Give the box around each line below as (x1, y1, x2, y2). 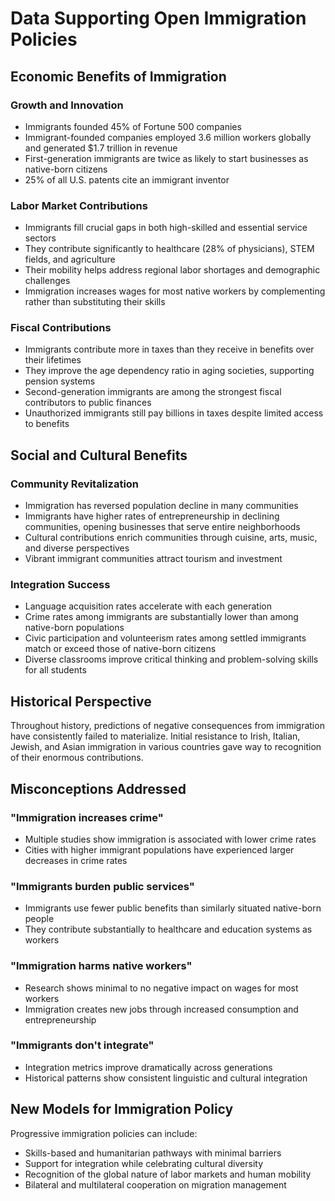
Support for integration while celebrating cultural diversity (24, 1157, 264, 1169)
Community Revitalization (10, 477, 140, 491)
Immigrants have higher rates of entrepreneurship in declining (24, 510, 280, 522)
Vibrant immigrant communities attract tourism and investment (24, 553, 283, 565)
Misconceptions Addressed (10, 780, 187, 797)
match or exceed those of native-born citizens (24, 643, 217, 655)
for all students (24, 664, 87, 676)
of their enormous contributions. (10, 752, 144, 764)
